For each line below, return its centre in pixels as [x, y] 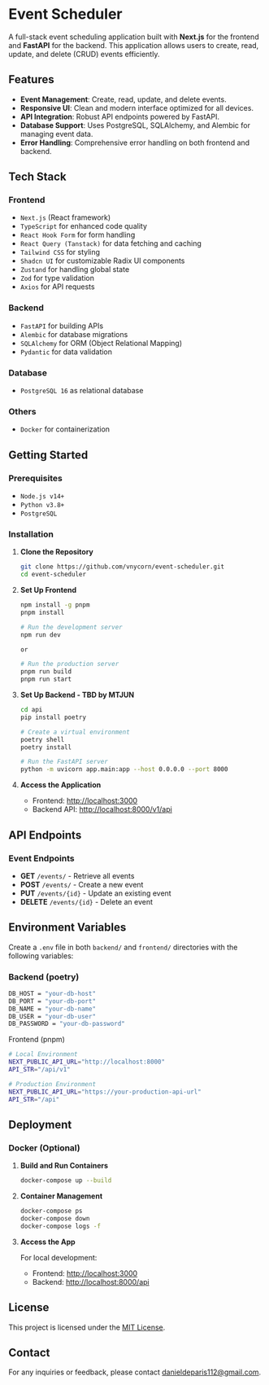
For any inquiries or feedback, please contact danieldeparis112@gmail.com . [135, 1372]
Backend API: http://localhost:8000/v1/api [102, 809]
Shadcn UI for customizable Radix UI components [102, 261]
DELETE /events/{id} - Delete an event [86, 901]
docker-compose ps [51, 1211]
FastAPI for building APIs [62, 326]
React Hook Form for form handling [78, 235]
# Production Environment [52, 1084]
